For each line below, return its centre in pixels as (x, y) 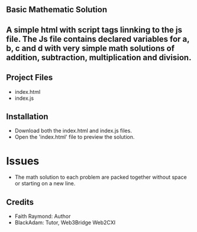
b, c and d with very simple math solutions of (91, 48)
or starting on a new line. (45, 184)
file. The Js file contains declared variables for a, (98, 39)
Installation (27, 117)
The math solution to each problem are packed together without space (101, 177)
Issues (23, 161)
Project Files (30, 78)
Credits (20, 202)
